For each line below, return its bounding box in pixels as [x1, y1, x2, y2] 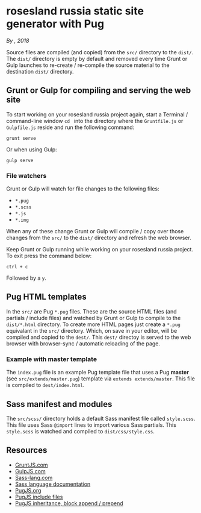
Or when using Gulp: [6, 146, 57, 153]
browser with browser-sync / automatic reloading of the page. [6, 339, 161, 347]
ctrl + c [6, 264, 28, 270]
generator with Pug [6, 17, 104, 31]
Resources [6, 445, 48, 456]
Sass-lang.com [14, 474, 53, 481]
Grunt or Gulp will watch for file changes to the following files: [6, 185, 159, 192]
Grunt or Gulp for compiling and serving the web [6, 86, 191, 96]
